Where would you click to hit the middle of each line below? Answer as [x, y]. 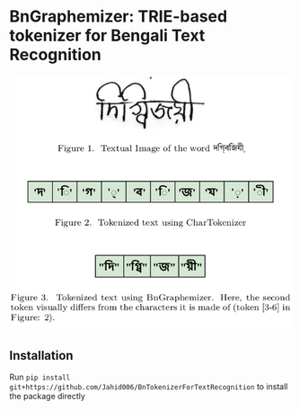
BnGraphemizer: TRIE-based [118, 17]
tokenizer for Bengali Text [107, 36]
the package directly [47, 396]
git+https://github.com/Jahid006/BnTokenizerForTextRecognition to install [149, 386]
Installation [41, 356]
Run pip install [40, 377]
